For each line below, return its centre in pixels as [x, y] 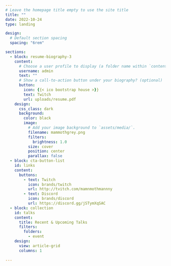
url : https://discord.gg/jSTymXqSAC [67, 203]
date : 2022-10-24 [24, 19]
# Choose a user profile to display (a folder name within [82, 66]
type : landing [20, 24]
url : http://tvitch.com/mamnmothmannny [70, 189]
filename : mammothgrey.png [56, 132]
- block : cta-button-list [37, 161]
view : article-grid [39, 246]
